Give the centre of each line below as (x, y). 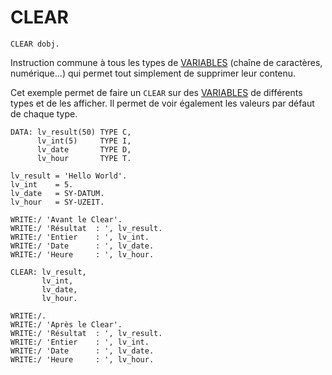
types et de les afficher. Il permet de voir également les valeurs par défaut (162, 103)
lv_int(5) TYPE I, (84, 141)
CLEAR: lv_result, (48, 272)
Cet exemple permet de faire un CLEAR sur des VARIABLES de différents (156, 92)
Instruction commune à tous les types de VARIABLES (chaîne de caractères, (166, 62)
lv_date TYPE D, (84, 149)
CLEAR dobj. (35, 44)
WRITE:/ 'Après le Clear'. (66, 324)
